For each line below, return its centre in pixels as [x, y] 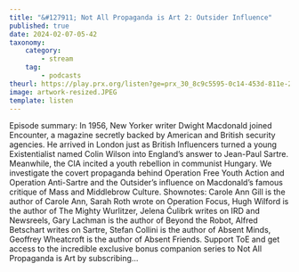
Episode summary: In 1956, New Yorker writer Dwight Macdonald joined [141, 126]
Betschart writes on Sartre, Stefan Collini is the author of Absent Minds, [140, 230]
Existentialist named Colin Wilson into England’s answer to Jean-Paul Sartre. [149, 154]
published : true [39, 26]
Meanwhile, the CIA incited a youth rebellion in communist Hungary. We [141, 164]
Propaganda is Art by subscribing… [74, 259]
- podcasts [61, 76]
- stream [57, 59]
